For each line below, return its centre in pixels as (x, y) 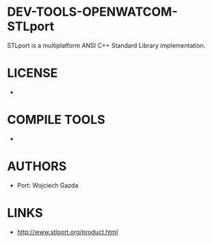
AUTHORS (37, 166)
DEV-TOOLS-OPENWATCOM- (92, 12)
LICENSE (32, 73)
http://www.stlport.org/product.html (67, 232)
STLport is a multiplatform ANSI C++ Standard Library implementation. (106, 45)
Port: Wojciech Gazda (48, 185)
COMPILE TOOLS (56, 120)
